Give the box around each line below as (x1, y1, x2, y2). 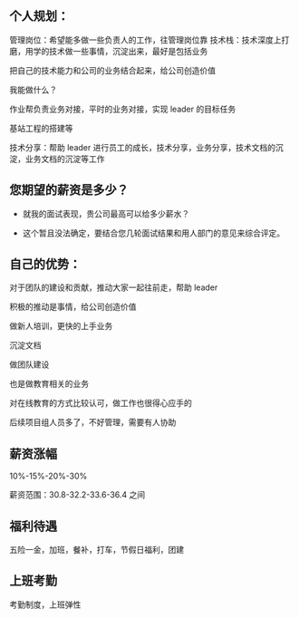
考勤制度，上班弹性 (9, 599, 82, 610)
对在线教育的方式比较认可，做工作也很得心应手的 (9, 398, 192, 409)
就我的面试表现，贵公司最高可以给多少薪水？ (22, 208, 190, 219)
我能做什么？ (9, 84, 57, 95)
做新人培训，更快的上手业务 (9, 321, 113, 332)
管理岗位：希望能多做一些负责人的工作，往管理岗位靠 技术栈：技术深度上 (9, 34, 282, 45)
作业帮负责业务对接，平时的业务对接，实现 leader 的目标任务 (9, 103, 236, 114)
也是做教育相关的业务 (9, 379, 89, 390)
